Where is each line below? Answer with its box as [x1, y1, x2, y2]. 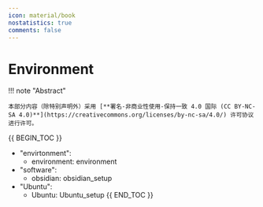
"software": [19, 165, 57, 175]
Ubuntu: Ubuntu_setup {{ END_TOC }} [31, 190, 154, 200]
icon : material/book [8, 11, 76, 20]
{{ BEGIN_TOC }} [8, 133, 63, 142]
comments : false [8, 26, 61, 34]
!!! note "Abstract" [8, 86, 67, 95]
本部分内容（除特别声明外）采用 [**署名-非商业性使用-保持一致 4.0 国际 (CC [8, 103, 232, 111]
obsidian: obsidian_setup [31, 174, 113, 183]
